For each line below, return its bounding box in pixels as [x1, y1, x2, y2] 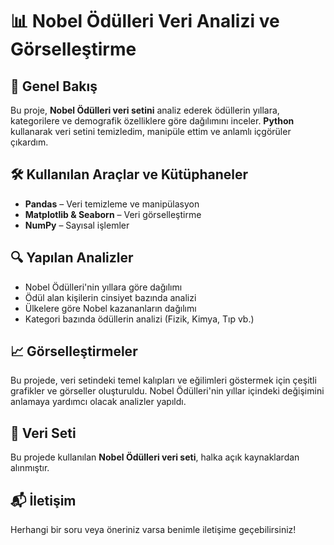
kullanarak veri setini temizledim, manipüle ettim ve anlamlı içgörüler [10, 126, 292, 137]
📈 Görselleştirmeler [10, 343, 138, 360]
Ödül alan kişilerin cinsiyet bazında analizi [24, 291, 197, 303]
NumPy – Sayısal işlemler [24, 219, 130, 231]
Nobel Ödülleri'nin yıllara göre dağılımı [24, 281, 183, 293]
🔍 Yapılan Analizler [10, 249, 134, 267]
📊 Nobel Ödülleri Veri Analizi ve [10, 10, 280, 33]
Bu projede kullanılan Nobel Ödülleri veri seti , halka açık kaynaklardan [10, 451, 300, 463]
